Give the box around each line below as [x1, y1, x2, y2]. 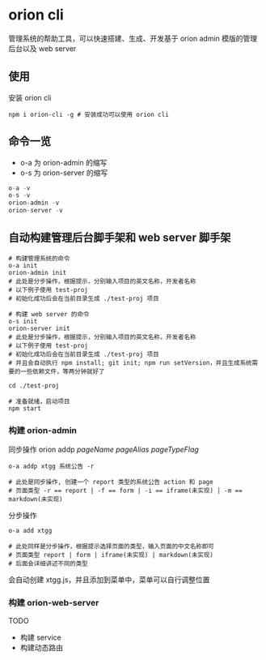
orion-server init [8, 324, 70, 332]
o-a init [8, 261, 38, 269]
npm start [8, 404, 42, 413]
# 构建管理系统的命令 [8, 254, 70, 263]
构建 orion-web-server [8, 598, 99, 609]
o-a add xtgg [8, 527, 53, 535]
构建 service [19, 632, 62, 642]
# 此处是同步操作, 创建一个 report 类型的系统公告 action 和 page [8, 478, 213, 486]
